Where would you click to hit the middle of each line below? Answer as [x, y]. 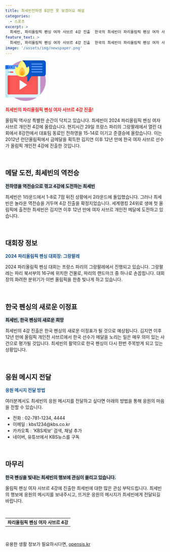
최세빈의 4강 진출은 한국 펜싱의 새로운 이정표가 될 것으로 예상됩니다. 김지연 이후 [83, 331]
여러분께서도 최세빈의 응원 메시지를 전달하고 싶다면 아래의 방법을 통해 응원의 [80, 401]
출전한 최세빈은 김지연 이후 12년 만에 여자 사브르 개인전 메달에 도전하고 [88, 209]
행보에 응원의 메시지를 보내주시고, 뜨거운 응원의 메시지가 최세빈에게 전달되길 [86, 494]
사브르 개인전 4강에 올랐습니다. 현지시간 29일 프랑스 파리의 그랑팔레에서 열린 [81, 126]
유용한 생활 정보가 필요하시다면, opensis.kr [48, 544]
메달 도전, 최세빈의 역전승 [42, 173]
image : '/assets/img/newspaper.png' [44, 48]
